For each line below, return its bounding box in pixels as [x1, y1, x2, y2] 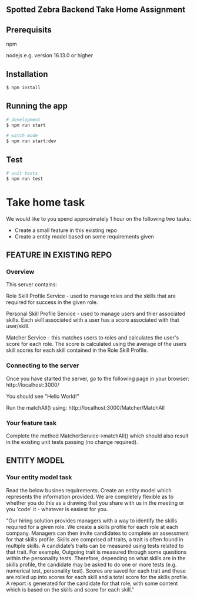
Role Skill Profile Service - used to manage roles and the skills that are [6, 292, 176, 300]
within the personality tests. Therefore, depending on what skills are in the [6, 554, 186, 561]
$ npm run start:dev [6, 138, 57, 144]
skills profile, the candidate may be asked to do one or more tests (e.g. [6, 561, 177, 568]
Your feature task [6, 419, 57, 427]
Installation [6, 69, 48, 79]
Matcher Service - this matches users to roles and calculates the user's [6, 334, 179, 341]
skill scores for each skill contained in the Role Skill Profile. [6, 347, 148, 354]
